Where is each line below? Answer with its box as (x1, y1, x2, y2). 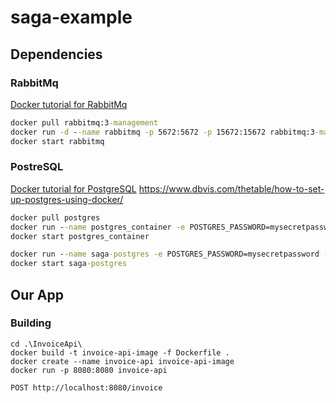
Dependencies (10, 46, 103, 63)
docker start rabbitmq (10, 136, 105, 146)
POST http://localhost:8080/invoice (10, 382, 163, 393)
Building (10, 316, 52, 330)
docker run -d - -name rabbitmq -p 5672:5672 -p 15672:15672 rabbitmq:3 (10, 127, 315, 137)
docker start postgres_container (10, 231, 150, 241)
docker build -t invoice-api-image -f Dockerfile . (10, 347, 230, 358)
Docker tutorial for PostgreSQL (10, 182, 137, 195)
